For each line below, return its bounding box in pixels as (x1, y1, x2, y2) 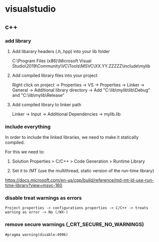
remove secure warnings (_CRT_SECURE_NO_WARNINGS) (5, 221, 144, 228)
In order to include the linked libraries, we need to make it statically (5, 134, 139, 140)
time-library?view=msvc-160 (5, 183, 63, 188)
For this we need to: (5, 149, 45, 155)
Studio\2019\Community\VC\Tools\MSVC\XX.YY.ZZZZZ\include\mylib (12, 63, 150, 69)
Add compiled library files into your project (12, 72, 98, 78)
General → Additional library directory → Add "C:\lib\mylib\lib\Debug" (12, 87, 150, 93)
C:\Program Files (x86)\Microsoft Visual (12, 57, 92, 64)
